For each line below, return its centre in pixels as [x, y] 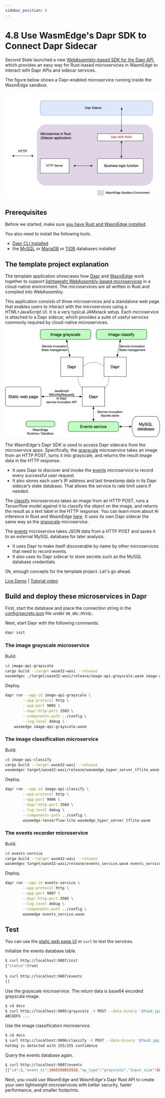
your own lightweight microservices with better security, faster [69, 1085]
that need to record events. [40, 551]
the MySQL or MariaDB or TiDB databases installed [64, 249]
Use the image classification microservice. [48, 1026]
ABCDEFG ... [17, 1016]
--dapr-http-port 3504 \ [48, 805]
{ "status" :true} [22, 966]
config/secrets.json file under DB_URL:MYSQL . [49, 613]
